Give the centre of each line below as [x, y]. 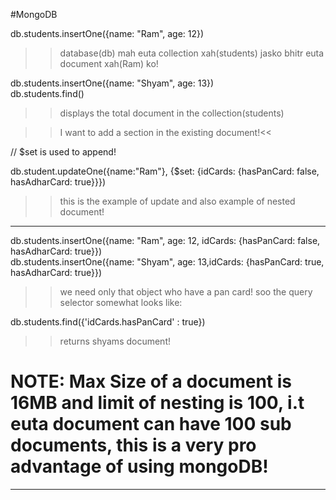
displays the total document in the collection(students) [172, 113]
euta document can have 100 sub [151, 424]
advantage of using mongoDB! [139, 466]
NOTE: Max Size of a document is [151, 381]
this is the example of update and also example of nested [177, 201]
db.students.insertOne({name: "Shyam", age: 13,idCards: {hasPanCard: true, [167, 262]
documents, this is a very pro [133, 445]
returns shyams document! [115, 341]
